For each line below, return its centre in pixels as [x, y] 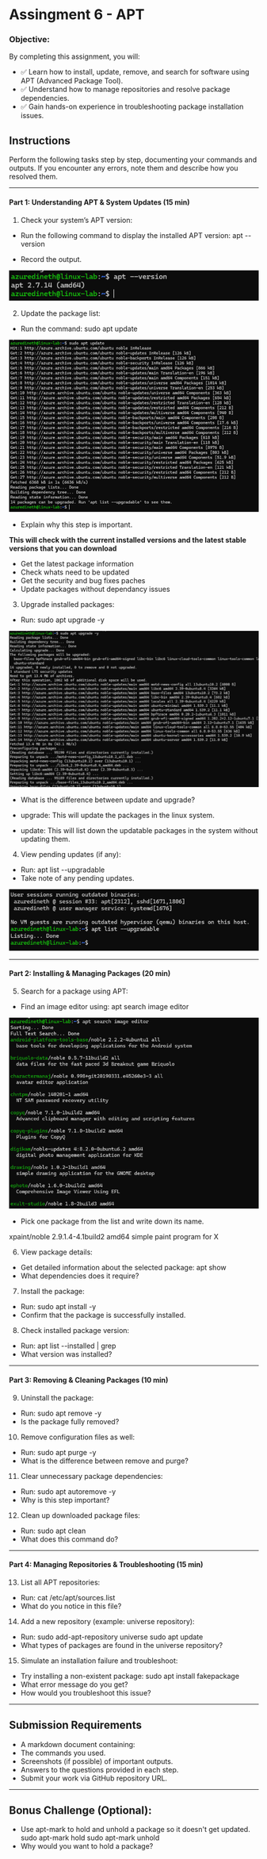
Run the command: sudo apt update [79, 329]
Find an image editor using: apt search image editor [105, 1006]
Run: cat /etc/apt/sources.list [68, 1597]
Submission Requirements [75, 1725]
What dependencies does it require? [80, 1276]
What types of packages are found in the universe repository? [122, 1645]
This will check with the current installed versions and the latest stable [128, 540]
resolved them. [34, 177]
